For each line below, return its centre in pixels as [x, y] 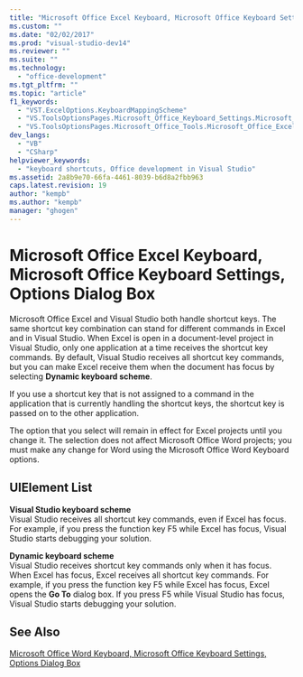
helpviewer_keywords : [50, 160]
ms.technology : [38, 69]
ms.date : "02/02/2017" [52, 34]
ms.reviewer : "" [40, 51]
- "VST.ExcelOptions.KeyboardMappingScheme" [102, 110]
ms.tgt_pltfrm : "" [44, 85]
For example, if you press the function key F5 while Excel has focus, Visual [148, 528]
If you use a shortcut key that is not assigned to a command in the [132, 394]
